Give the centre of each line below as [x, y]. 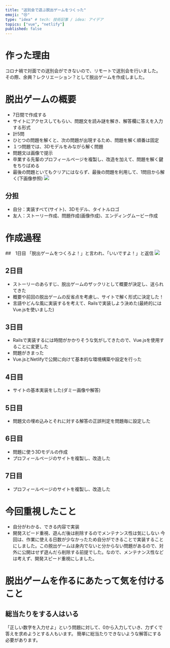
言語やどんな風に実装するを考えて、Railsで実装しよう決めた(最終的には [87, 303]
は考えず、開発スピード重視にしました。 [55, 558]
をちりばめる [26, 166]
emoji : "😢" [18, 15]
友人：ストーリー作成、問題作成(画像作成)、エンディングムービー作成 [85, 215]
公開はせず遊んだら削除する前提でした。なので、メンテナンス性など [93, 552]
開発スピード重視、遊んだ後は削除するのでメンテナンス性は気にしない [86, 533]
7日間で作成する [29, 115]
